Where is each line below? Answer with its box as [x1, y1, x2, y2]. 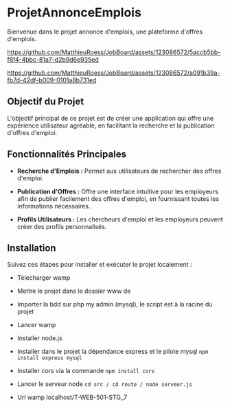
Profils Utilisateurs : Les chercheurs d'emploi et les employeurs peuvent [16, 215, 223, 224]
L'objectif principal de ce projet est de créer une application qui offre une [7, 114, 214, 122]
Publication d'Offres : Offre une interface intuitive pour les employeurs [16, 187, 218, 195]
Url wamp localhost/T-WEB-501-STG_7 [16, 393, 128, 402]
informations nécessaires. [16, 202, 91, 210]
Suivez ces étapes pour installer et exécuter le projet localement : [7, 261, 192, 269]
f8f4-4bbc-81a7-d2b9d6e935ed [7, 55, 99, 63]
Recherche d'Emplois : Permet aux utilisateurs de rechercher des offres [16, 167, 222, 175]
